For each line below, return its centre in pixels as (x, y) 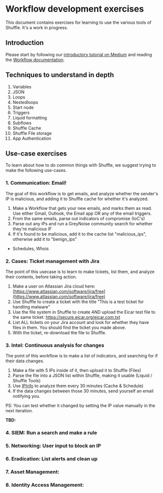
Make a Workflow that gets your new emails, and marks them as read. (82, 208)
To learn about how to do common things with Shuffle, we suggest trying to (81, 165)
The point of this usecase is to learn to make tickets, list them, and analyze (80, 272)
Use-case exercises (36, 153)
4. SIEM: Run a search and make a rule (51, 433)
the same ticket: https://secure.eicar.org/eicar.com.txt (66, 317)
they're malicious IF (32, 229)
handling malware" (31, 306)
